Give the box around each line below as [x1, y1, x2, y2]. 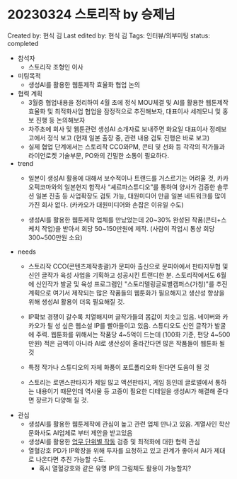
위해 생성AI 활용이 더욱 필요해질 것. [28, 297, 125, 305]
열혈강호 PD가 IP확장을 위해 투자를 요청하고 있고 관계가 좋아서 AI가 [28, 446, 213, 454]
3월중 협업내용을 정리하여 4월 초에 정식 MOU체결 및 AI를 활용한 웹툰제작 [28, 98, 229, 106]
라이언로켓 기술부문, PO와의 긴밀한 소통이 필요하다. [28, 151, 170, 159]
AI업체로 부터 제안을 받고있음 [52, 428, 133, 436]
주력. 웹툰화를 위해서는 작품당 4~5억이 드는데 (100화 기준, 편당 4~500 [35, 330, 231, 339]
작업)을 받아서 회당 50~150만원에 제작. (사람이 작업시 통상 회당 [41, 224, 215, 232]
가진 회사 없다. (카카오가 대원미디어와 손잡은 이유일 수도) [28, 200, 184, 209]
